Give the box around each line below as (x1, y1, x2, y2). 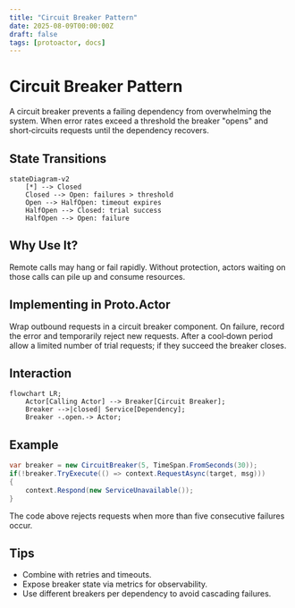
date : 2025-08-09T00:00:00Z (9, 21, 114, 30)
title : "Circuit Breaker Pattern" (9, 13, 139, 22)
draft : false (9, 30, 58, 38)
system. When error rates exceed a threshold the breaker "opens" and (9, 115, 268, 126)
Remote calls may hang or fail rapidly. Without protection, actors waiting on (9, 261, 286, 273)
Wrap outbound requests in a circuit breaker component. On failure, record (9, 321, 285, 332)
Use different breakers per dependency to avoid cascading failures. (21, 588, 272, 599)
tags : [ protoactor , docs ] (9, 38, 105, 47)
